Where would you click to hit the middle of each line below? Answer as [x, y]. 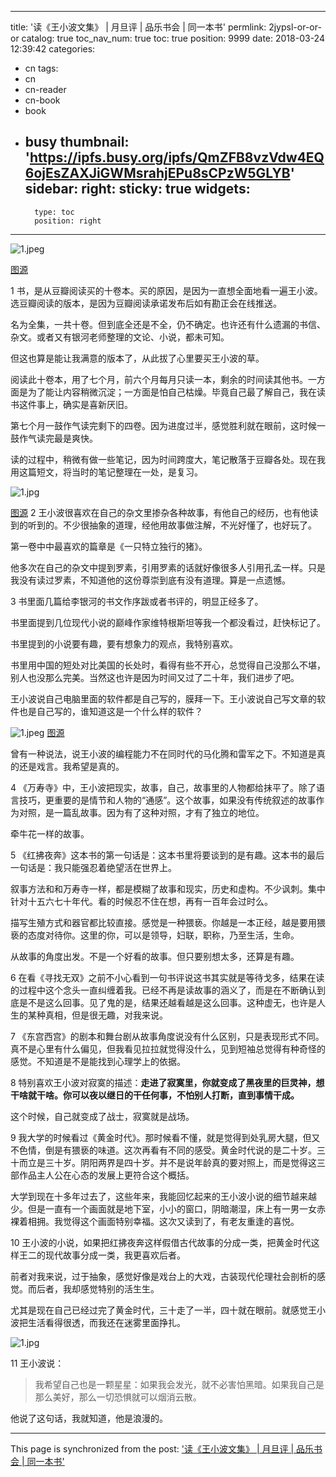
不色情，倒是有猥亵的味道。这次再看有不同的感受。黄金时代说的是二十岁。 [163, 1150]
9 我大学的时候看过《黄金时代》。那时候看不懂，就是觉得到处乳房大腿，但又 [165, 1137]
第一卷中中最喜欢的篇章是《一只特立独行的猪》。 [109, 546]
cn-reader [45, 89]
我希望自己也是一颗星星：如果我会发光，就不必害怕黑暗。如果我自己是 [179, 1384]
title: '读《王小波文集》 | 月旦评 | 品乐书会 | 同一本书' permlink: [138, 27]
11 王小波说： [37, 1363]
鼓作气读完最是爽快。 [54, 438]
